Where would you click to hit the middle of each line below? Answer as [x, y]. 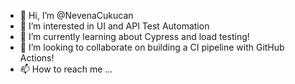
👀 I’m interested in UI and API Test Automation [114, 26]
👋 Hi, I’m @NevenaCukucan [76, 15]
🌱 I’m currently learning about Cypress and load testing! [134, 36]
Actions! [37, 58]
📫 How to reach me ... [66, 69]
